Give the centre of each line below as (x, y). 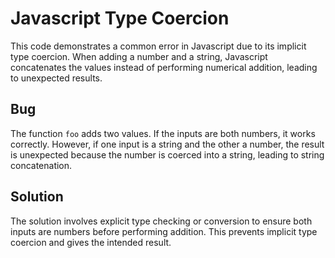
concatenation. (41, 165)
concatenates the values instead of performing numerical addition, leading (164, 67)
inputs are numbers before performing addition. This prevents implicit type (164, 231)
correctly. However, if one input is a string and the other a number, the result (167, 144)
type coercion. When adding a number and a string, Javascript (139, 56)
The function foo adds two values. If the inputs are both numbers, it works (163, 133)
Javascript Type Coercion (120, 18)
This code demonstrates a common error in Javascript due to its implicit (158, 46)
